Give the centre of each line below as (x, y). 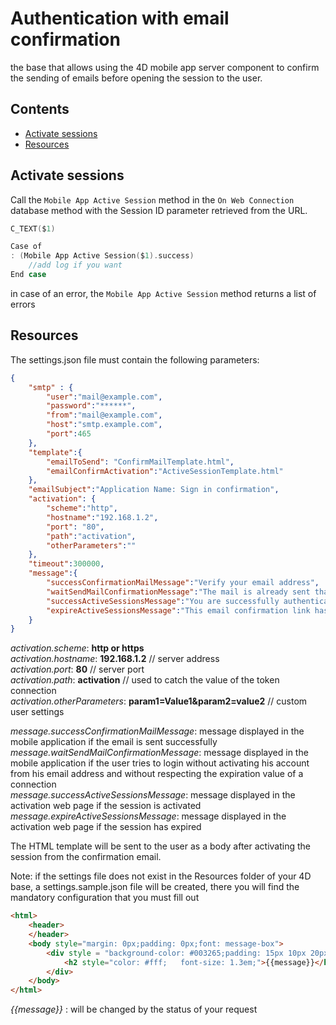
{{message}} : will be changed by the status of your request (134, 1009)
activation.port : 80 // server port (77, 669)
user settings (37, 712)
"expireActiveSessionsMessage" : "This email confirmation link (178, 610)
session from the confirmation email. (86, 857)
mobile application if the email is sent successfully (114, 742)
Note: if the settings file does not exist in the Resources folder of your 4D (161, 876)
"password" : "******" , (91, 406)
